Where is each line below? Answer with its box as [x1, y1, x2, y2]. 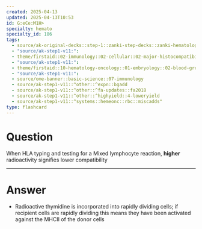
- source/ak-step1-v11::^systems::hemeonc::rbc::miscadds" [11, 98, 163, 104]
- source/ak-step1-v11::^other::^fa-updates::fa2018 [11, 87, 147, 93]
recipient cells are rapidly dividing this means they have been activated [14, 209, 191, 217]
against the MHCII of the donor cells [14, 216, 105, 223]
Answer [6, 183, 46, 196]
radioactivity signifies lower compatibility [6, 156, 108, 163]
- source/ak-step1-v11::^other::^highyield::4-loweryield [11, 93, 161, 99]
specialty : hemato [6, 25, 52, 32]
